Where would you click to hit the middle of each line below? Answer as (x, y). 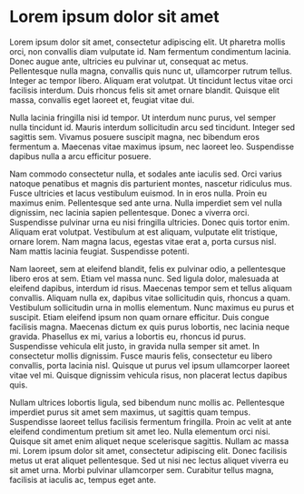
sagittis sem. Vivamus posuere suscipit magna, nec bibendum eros (135, 136)
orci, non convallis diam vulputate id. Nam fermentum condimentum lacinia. (151, 51)
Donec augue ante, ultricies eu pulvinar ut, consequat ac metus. (129, 61)
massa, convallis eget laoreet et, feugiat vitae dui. (102, 100)
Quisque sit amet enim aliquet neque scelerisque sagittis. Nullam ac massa (149, 441)
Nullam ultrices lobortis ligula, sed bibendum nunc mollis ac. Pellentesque (147, 402)
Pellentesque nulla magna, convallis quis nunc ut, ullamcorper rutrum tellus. (151, 71)
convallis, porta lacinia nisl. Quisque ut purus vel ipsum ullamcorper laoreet (150, 365)
